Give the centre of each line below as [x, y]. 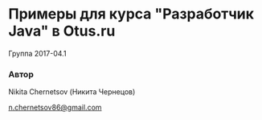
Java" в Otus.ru [62, 31]
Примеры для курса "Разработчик [131, 14]
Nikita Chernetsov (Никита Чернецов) [72, 92]
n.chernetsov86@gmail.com [55, 108]
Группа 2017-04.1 [37, 53]
